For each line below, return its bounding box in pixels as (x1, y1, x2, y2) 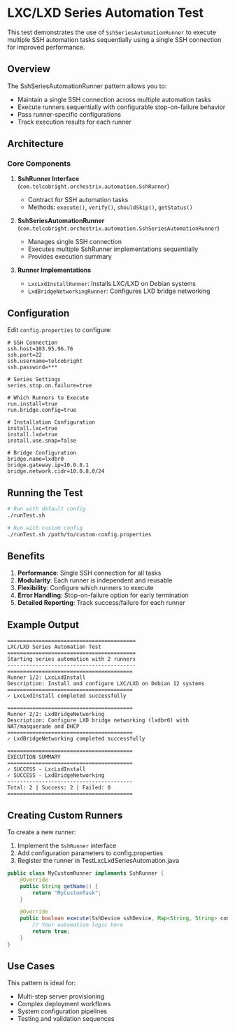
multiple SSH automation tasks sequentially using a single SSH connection (7, 35, 222, 43)
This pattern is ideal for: (7, 979, 76, 987)
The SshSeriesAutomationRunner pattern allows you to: (7, 82, 167, 90)
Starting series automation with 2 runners (7, 656, 136, 663)
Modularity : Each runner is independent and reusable (17, 576, 173, 585)
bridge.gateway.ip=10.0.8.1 (7, 462, 90, 469)
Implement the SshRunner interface (17, 841, 117, 850)
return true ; (32, 928, 71, 935)
